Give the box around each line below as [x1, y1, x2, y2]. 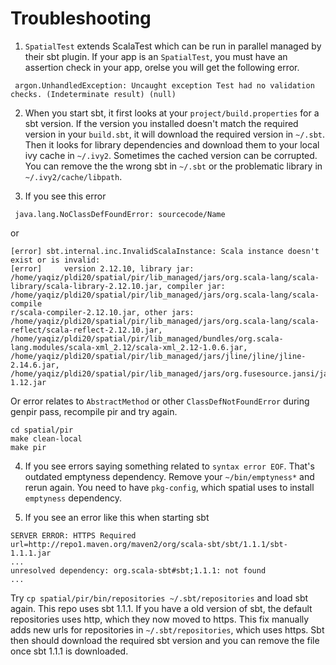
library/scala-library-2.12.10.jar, [10, 281, 163, 291]
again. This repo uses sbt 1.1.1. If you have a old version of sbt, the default [10, 602, 313, 614]
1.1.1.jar [10, 548, 52, 558]
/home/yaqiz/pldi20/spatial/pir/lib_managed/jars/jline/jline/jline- [10, 351, 307, 361]
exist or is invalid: [10, 255, 101, 265]
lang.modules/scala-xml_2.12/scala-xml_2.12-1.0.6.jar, [10, 342, 248, 352]
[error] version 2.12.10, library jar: [10, 263, 195, 274]
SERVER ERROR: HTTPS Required [10, 530, 137, 541]
